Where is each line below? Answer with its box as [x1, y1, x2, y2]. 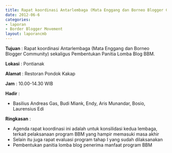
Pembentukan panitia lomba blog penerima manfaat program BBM [12, 142, 153, 148]
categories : [5, 17, 31, 22]
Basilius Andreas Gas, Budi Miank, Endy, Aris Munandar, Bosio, [12, 100, 146, 106]
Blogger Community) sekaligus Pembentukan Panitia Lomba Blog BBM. [5, 51, 155, 57]
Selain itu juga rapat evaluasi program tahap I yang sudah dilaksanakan [12, 137, 163, 142]
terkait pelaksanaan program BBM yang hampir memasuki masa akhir [12, 131, 160, 137]
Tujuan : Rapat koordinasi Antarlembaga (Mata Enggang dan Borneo [5, 46, 149, 51]
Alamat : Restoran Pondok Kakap [5, 71, 76, 77]
